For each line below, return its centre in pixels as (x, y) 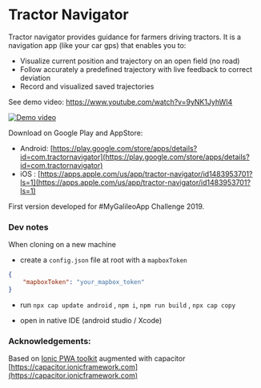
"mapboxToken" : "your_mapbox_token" (84, 282)
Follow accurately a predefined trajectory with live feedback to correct (136, 69)
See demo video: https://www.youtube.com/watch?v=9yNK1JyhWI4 (120, 102)
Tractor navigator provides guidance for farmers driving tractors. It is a (125, 37)
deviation (35, 78)
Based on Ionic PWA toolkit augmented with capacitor (97, 358)
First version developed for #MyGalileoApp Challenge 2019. (106, 206)
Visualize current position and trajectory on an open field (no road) (130, 61)
